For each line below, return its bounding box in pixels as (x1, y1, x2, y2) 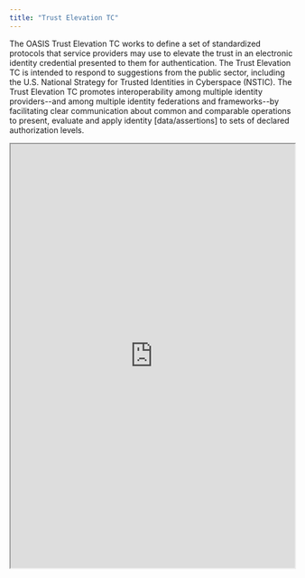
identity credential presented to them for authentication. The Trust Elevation (9, 57, 291, 68)
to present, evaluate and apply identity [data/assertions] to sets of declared (9, 115, 291, 126)
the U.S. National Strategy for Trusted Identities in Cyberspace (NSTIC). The (9, 76, 292, 87)
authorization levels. (9, 124, 85, 136)
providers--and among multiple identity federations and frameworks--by (9, 96, 280, 107)
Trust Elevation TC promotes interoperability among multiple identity (9, 86, 263, 97)
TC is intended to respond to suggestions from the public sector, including (9, 67, 286, 78)
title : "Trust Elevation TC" (9, 13, 119, 23)
